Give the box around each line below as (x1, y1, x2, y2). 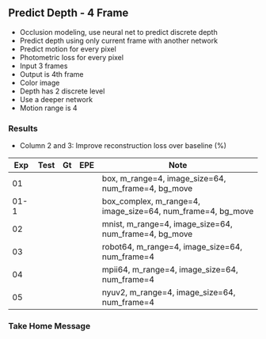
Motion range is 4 (19, 103, 78, 112)
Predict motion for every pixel (19, 44, 116, 54)
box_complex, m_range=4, (101, 196, 200, 207)
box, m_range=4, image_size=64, (101, 173, 226, 185)
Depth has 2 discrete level (19, 86, 105, 96)
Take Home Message (8, 321, 91, 332)
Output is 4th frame (19, 69, 85, 78)
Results (8, 123, 38, 134)
